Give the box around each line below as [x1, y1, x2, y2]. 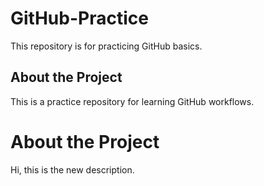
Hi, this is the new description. [10, 163, 135, 176]
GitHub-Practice [10, 7, 149, 30]
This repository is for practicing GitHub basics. [10, 40, 203, 52]
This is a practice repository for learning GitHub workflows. [10, 95, 255, 107]
